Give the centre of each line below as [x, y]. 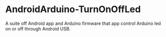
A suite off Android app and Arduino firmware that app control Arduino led [83, 23]
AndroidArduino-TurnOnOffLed [73, 9]
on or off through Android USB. [38, 28]
